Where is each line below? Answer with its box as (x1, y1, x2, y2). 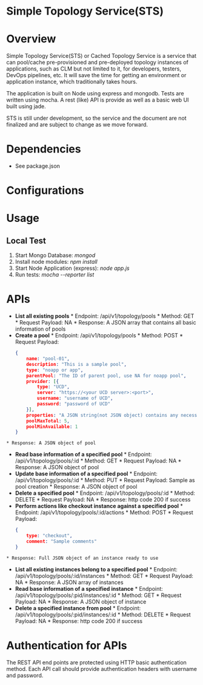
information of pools (15, 325, 66, 332)
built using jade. (6, 103, 47, 110)
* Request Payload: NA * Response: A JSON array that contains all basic (15, 319, 196, 326)
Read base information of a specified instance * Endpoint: (15, 585, 164, 592)
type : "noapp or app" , (26, 367, 84, 373)
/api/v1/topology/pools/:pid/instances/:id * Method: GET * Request (15, 591, 182, 599)
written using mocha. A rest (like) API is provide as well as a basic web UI (6, 96, 189, 104)
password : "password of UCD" (37, 401, 111, 407)
